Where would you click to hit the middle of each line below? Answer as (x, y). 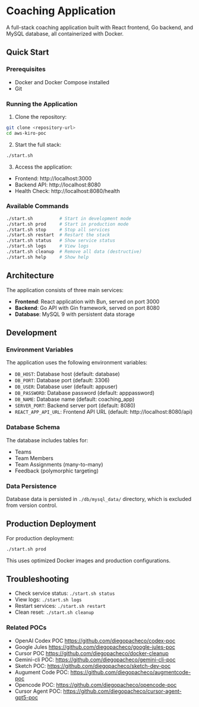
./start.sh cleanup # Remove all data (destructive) (74, 252)
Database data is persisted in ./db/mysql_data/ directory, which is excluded (99, 499)
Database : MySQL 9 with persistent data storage (75, 314)
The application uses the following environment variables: (77, 363)
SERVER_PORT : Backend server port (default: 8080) (75, 405)
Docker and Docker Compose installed (62, 82)
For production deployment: (40, 538)
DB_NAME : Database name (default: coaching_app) (75, 400)
